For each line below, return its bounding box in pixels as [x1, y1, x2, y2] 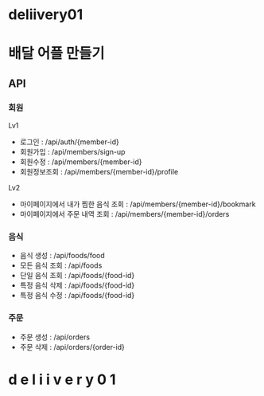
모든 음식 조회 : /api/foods [19, 261, 103, 270]
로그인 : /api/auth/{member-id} [19, 137, 119, 147]
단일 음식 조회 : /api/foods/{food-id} [19, 271, 135, 280]
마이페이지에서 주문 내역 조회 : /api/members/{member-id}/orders [19, 210, 230, 219]
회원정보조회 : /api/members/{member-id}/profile [19, 167, 179, 177]
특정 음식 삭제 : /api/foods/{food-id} [19, 280, 135, 290]
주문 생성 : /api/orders [19, 332, 90, 342]
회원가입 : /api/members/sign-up [19, 147, 126, 157]
